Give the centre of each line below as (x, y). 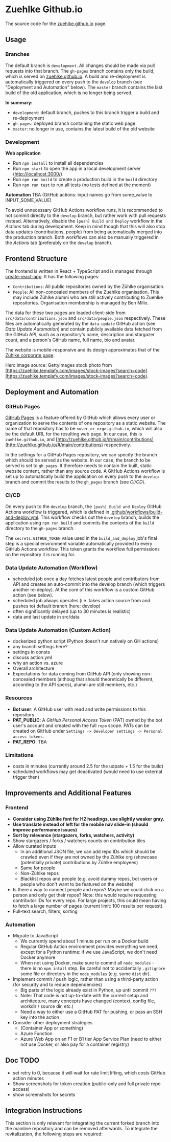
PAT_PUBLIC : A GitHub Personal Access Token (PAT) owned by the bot (87, 720)
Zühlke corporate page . (30, 355)
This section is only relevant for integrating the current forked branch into (82, 1123)
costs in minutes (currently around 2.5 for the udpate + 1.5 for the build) (88, 766)
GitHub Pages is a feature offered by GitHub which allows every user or (80, 418)
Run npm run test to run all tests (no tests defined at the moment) (82, 185)
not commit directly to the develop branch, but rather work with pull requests (86, 215)
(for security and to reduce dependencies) (57, 984)
